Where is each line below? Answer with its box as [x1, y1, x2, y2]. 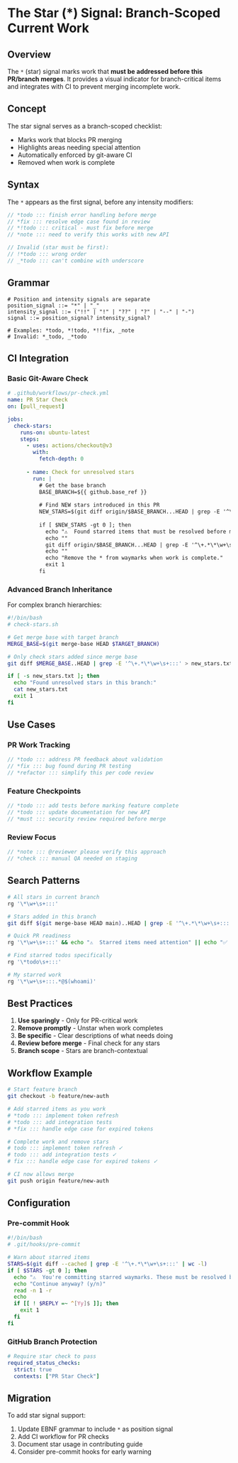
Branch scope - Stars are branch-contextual [17, 1047, 148, 1055]
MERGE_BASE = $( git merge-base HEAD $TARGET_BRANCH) [7, 640, 160, 647]
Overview [7, 48, 52, 60]
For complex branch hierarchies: [7, 600, 102, 609]
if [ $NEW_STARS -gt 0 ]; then [38, 521, 132, 529]
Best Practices [7, 998, 73, 1010]
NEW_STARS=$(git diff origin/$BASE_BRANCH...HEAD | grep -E [38, 508, 220, 516]
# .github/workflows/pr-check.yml [7, 389, 110, 397]
